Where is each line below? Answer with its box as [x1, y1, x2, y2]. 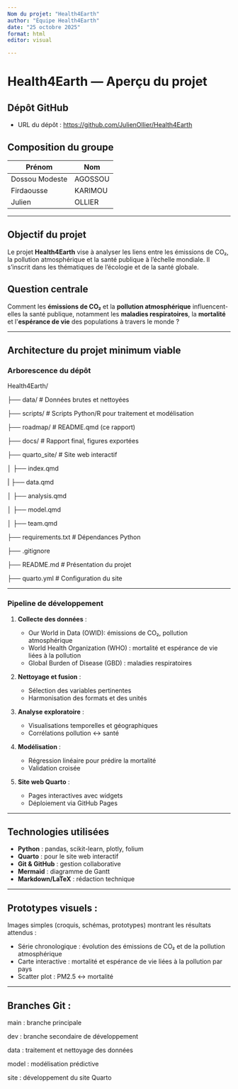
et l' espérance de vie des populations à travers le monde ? [7, 317, 179, 326]
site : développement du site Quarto [7, 1073, 112, 1082]
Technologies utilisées [7, 826, 110, 838]
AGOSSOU [74, 174, 110, 184]
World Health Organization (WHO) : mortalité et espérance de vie [28, 643, 218, 652]
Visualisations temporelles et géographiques [28, 721, 158, 729]
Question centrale [7, 283, 89, 295]
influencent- [192, 302, 229, 311]
